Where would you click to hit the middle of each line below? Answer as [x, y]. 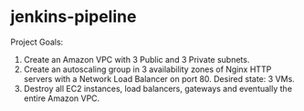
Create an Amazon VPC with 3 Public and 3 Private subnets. [136, 59]
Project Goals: [37, 42]
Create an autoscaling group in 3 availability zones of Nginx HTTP [147, 69]
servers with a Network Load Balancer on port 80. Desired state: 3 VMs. [159, 78]
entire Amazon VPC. [62, 98]
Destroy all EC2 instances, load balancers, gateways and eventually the [158, 88]
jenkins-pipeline [73, 17]
